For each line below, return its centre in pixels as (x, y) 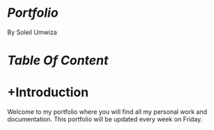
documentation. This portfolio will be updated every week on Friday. (105, 120)
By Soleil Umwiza (32, 32)
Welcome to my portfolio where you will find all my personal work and (107, 112)
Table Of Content (58, 60)
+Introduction (48, 93)
